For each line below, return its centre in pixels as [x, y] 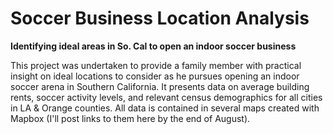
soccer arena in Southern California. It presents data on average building [160, 86]
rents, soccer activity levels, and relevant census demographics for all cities [166, 97]
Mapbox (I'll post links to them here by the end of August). [130, 118]
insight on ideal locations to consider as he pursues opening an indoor [155, 76]
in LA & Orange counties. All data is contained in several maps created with [165, 108]
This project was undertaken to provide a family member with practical [156, 65]
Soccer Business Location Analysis [160, 18]
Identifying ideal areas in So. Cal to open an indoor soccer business [153, 46]
